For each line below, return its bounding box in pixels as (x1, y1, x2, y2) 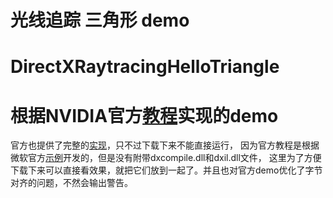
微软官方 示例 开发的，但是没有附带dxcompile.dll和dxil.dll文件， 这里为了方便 (10, 152, 322, 164)
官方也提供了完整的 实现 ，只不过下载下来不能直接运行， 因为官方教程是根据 (10, 139, 320, 151)
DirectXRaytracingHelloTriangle (10, 56, 280, 78)
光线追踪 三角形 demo (10, 9, 190, 32)
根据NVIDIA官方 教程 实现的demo (10, 104, 279, 127)
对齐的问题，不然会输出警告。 (10, 177, 133, 189)
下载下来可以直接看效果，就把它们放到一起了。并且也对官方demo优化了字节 (10, 164, 323, 176)
